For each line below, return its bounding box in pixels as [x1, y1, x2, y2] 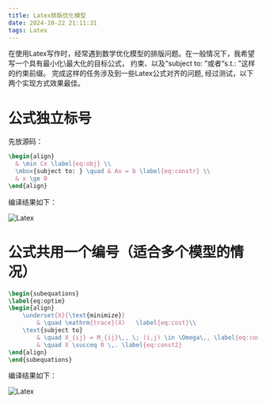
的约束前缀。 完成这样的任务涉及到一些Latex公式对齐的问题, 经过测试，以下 [8, 69, 254, 78]
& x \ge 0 [15, 175, 47, 183]
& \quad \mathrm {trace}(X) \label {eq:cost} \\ [36, 319, 196, 327]
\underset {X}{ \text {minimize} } [22, 311, 126, 320]
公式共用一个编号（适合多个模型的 [8, 243, 231, 261]
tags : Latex [8, 26, 47, 34]
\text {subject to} [22, 326, 83, 334]
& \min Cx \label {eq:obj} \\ [15, 160, 112, 168]
